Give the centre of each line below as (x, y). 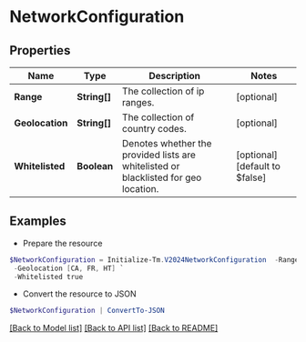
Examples (38, 221)
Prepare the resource (62, 243)
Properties (40, 50)
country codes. (154, 129)
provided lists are (158, 155)
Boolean (95, 166)
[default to (258, 166)
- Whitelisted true (48, 277)
